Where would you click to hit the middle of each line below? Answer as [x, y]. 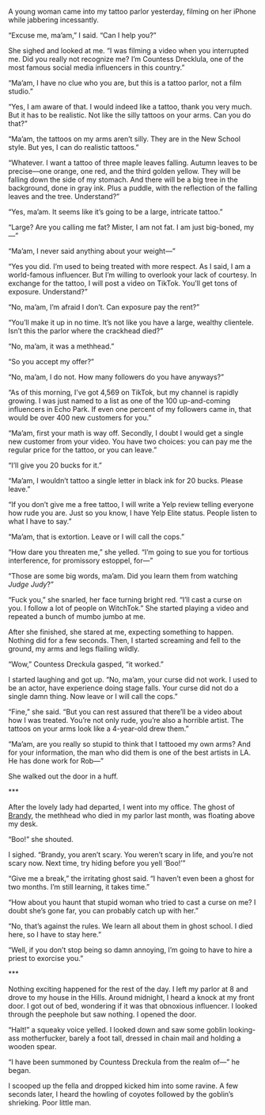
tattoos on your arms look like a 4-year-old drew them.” [98, 729]
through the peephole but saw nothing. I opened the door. [102, 1014]
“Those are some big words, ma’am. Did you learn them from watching [123, 576]
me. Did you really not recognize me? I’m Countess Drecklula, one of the [126, 59]
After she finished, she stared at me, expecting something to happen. [121, 632]
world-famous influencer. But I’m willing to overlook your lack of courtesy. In [132, 275]
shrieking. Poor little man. [50, 1103]
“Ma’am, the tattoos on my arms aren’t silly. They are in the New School [125, 139]
